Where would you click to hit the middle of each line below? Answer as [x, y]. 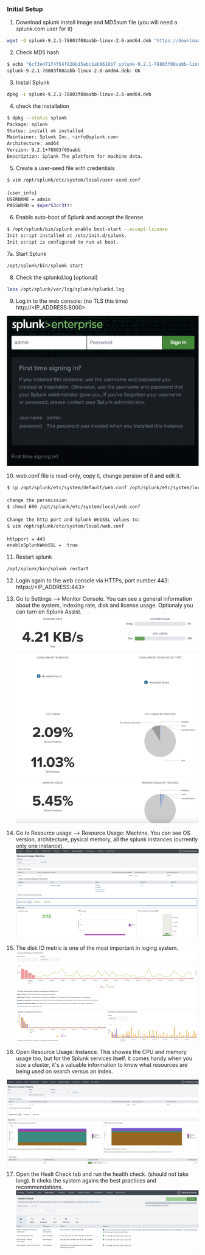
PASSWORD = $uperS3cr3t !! [40, 206]
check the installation [42, 106]
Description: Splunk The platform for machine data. [75, 157]
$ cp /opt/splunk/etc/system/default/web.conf [67, 487]
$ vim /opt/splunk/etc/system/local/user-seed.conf [74, 180]
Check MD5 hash [37, 52]
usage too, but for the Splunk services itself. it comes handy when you [104, 1058]
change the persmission [37, 500]
